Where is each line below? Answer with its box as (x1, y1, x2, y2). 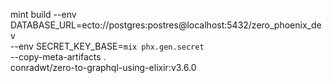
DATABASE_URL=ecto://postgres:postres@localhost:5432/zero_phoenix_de (10, 19, 322, 31)
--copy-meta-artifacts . (10, 51, 107, 63)
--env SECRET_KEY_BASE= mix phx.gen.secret (10, 40, 205, 52)
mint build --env (10, 9, 77, 20)
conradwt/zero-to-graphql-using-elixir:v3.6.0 (10, 62, 197, 73)
